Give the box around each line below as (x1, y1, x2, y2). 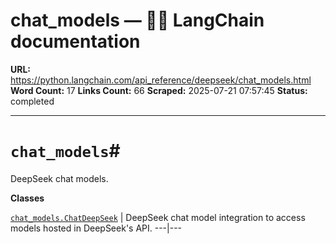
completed (10, 95, 55, 107)
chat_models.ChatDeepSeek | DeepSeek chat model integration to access (10, 211, 306, 223)
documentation (10, 30, 141, 53)
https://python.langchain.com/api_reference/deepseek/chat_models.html (10, 74, 312, 86)
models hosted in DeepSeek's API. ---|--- (10, 222, 183, 234)
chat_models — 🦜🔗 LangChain (10, 9, 265, 32)
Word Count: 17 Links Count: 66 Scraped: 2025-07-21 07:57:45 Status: (10, 84, 308, 96)
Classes (10, 192, 45, 204)
